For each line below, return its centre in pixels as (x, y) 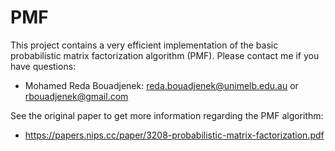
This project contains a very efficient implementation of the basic (144, 45)
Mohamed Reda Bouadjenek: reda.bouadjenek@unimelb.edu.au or (161, 85)
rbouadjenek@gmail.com (76, 96)
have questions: (43, 66)
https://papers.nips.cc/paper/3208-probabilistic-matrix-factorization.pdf (174, 135)
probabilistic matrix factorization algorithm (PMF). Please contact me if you (165, 55)
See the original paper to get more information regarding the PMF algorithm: (167, 115)
